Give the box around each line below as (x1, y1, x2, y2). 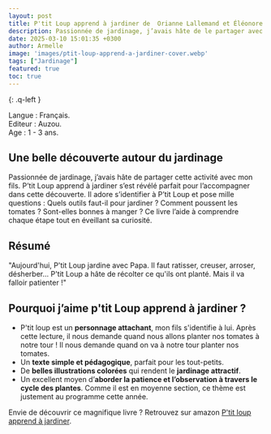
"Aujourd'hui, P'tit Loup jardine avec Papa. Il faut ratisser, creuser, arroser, (8, 260, 256, 270)
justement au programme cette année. (19, 392, 148, 402)
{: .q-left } (8, 94, 41, 104)
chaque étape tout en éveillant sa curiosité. (8, 216, 153, 226)
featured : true (8, 65, 60, 73)
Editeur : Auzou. (8, 118, 62, 128)
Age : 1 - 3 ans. (8, 127, 59, 137)
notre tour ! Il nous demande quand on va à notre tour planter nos (19, 340, 239, 350)
